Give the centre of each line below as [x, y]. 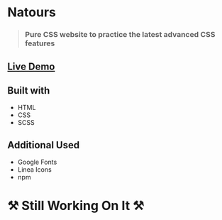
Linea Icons [34, 170]
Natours [32, 12]
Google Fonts [37, 162]
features [40, 43]
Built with [29, 90]
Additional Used [44, 145]
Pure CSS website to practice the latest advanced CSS [120, 35]
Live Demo [31, 66]
